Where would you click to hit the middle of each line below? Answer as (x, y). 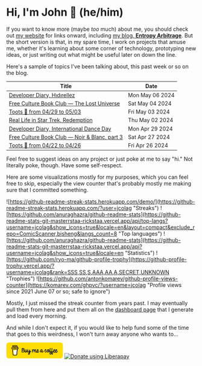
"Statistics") (140, 252)
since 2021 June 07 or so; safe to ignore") (58, 291)
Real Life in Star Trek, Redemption (51, 120)
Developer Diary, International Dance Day (60, 129)
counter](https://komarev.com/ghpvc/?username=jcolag (76, 285)
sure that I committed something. (47, 190)
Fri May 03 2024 (149, 112)
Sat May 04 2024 (150, 103)
